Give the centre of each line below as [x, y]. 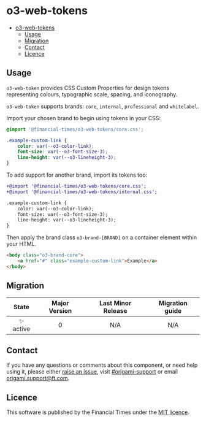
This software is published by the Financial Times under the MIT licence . [98, 412]
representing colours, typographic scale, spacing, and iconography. [92, 94]
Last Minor [115, 303]
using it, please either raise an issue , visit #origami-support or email [92, 372]
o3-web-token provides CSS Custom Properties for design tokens [88, 88]
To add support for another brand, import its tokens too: [77, 175]
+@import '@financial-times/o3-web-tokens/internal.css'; [82, 192]
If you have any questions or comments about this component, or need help [102, 365]
